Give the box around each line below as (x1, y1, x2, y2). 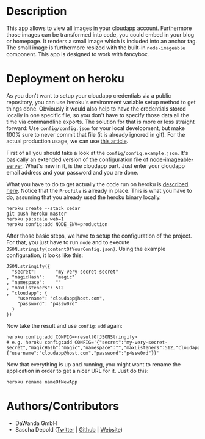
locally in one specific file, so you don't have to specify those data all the (6, 111, 189, 118)
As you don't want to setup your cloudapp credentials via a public (6, 92, 171, 99)
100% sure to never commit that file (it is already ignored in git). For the (6, 131, 185, 138)
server (6, 162, 23, 169)
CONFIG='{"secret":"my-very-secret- (74, 339, 168, 346)
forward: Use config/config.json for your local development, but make (6, 124, 185, 132)
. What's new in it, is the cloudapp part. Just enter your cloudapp (22, 162, 185, 169)
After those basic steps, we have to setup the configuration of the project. (6, 232, 192, 239)
